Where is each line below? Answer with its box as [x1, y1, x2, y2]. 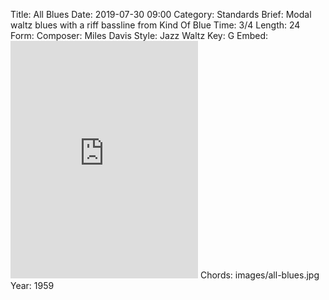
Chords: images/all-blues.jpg [199, 269, 320, 281]
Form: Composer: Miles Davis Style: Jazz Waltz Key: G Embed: [10, 30, 269, 41]
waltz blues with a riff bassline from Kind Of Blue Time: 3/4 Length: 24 [10, 19, 301, 31]
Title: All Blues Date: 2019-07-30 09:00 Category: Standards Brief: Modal [10, 9, 312, 20]
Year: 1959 [10, 280, 55, 291]
